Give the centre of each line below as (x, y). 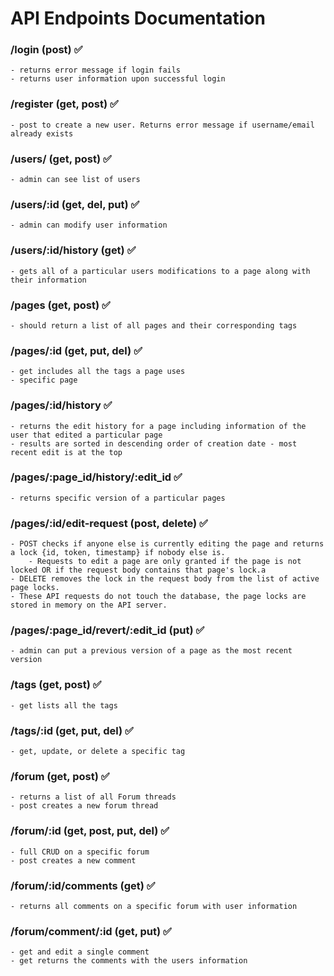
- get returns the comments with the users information (129, 961)
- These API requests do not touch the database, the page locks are (158, 597)
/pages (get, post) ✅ (60, 305)
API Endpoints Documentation (138, 18)
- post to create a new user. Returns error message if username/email (162, 125)
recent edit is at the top (66, 452)
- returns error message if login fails (96, 70)
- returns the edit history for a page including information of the (158, 426)
